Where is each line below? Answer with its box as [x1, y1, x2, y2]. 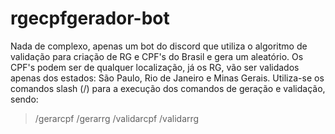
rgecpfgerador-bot [10, 7, 170, 30]
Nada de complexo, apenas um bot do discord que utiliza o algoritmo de [10, 40, 308, 52]
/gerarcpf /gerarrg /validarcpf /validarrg [34, 112, 200, 124]
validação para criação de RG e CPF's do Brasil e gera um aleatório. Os [10, 50, 304, 62]
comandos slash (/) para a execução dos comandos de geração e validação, [10, 82, 326, 94]
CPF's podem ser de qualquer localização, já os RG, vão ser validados [10, 61, 300, 73]
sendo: [10, 93, 39, 105]
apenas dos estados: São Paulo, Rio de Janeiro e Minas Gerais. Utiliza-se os [10, 72, 325, 84]
